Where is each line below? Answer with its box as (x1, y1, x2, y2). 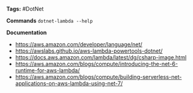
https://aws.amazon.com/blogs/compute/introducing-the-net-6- (15, 61, 178, 67)
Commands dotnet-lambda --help (6, 17, 93, 24)
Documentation (6, 29, 47, 36)
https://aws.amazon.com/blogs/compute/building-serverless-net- (15, 73, 182, 80)
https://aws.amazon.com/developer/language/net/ (15, 41, 143, 48)
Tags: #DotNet (6, 6, 44, 12)
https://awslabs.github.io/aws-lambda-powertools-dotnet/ (15, 47, 163, 54)
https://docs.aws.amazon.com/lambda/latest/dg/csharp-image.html (15, 54, 187, 61)
